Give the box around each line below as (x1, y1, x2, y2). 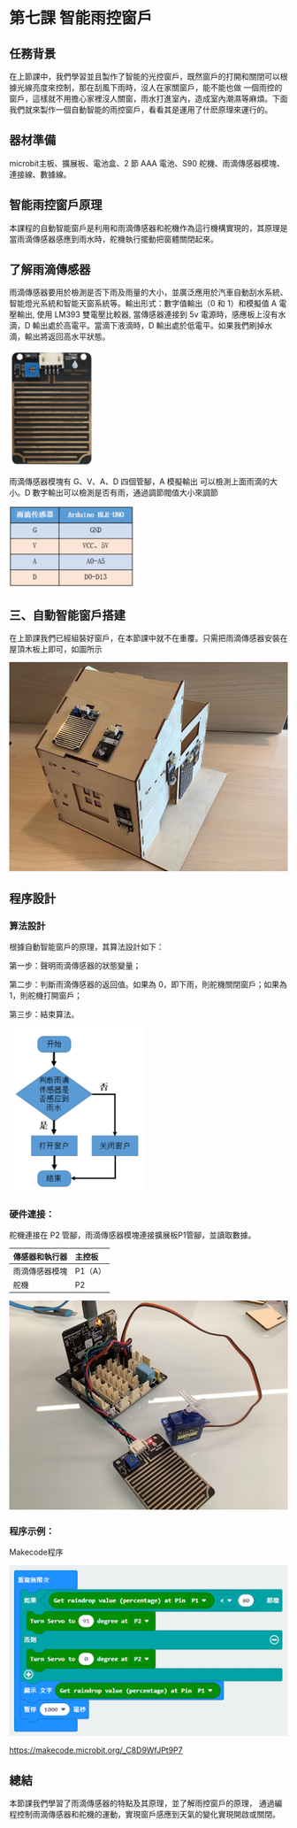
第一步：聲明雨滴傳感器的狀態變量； (9, 960, 141, 970)
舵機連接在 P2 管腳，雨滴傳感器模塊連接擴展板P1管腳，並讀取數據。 (9, 1230, 256, 1240)
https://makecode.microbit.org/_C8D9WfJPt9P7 (9, 1745, 183, 1755)
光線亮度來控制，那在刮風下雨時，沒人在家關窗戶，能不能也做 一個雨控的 (16, 82, 283, 93)
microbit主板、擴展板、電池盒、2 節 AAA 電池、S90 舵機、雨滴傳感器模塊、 (9, 158, 285, 168)
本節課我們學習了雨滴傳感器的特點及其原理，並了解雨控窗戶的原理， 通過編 (9, 1798, 283, 1809)
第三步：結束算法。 (9, 1008, 80, 1019)
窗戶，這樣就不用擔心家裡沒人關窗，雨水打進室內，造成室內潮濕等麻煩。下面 (9, 94, 288, 104)
